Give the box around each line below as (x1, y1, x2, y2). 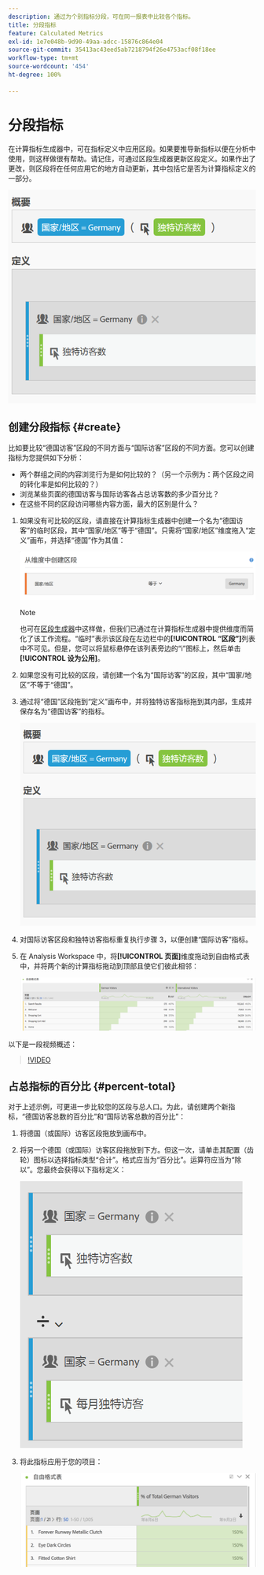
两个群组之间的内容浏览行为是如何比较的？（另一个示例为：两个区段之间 (19, 469, 254, 479)
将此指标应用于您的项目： (19, 1457, 103, 1466)
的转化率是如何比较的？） (19, 479, 103, 489)
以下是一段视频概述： (8, 1039, 77, 1049)
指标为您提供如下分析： (8, 452, 84, 462)
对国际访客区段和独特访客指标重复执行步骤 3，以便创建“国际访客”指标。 (19, 935, 253, 944)
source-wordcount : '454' (8, 63, 90, 71)
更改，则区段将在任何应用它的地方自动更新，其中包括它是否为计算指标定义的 (8, 164, 256, 173)
